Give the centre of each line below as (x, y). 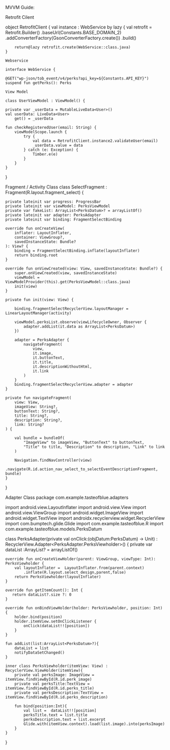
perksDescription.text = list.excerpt (65, 719)
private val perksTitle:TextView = (52, 684)
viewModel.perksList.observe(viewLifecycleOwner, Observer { (80, 322)
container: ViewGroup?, (40, 237)
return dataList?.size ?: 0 (42, 595)
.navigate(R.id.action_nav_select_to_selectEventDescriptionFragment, (82, 469)
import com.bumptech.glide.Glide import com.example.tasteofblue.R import (84, 524)
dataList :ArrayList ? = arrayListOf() (41, 550)
